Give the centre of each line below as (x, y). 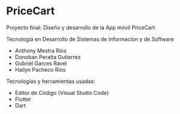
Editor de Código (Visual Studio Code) (62, 93)
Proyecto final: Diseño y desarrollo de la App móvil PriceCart (81, 27)
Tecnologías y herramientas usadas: (51, 81)
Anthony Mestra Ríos (41, 50)
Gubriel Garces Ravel (41, 63)
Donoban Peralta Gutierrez (48, 57)
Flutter (23, 99)
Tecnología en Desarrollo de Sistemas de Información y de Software (90, 39)
